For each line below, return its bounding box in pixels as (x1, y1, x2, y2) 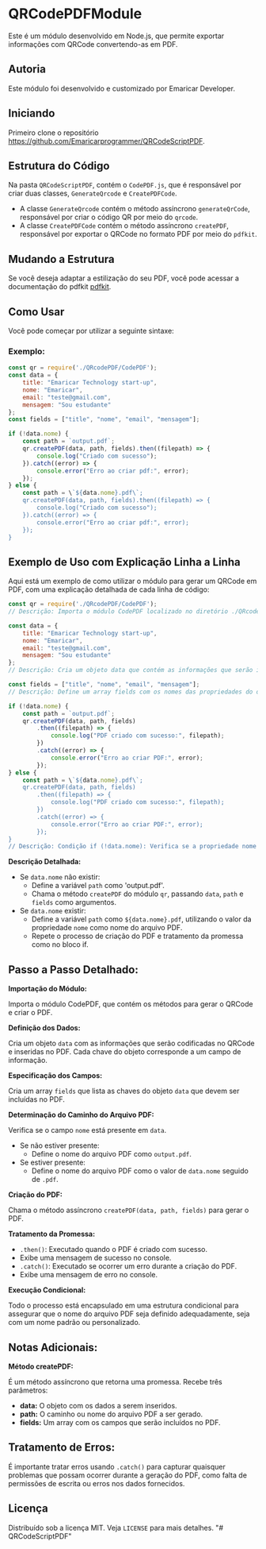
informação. (8, 1056, 47, 1065)
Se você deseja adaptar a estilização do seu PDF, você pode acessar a (8, 273, 240, 283)
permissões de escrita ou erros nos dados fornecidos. (8, 1478, 185, 1488)
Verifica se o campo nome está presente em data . (8, 1126, 167, 1135)
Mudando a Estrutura (8, 252, 115, 266)
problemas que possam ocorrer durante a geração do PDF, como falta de (8, 1470, 248, 1480)
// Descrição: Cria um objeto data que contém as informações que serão (8, 666, 253, 674)
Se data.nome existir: (19, 906, 86, 916)
